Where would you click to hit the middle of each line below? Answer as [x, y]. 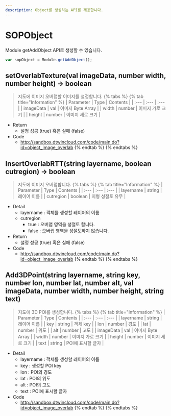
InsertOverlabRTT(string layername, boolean [78, 164]
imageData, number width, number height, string [85, 291]
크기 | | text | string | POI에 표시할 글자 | [64, 343]
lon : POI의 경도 [36, 372]
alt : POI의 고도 [35, 385]
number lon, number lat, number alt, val [69, 283]
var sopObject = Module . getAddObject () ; [49, 60]
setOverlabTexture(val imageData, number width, [86, 75]
